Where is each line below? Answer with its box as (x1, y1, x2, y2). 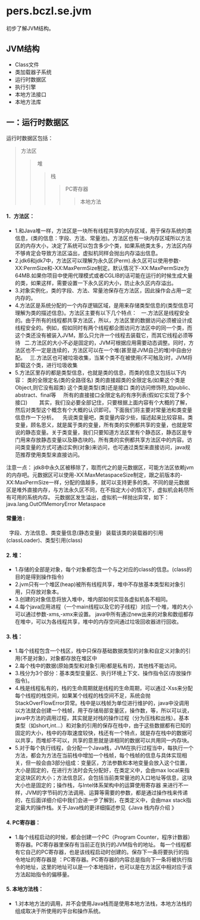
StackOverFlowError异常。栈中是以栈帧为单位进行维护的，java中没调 (14, 700, 185, 707)
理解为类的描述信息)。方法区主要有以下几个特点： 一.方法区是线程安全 (14, 309, 190, 316)
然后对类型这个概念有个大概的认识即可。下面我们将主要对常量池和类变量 (14, 406, 192, 413)
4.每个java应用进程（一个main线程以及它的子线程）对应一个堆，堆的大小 (14, 603, 193, 611)
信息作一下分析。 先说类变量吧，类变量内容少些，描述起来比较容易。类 (14, 413, 193, 421)
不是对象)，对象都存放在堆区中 (21, 655, 98, 662)
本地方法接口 (14, 91, 46, 98)
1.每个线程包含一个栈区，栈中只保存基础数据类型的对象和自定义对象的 (14, 647, 186, 655)
